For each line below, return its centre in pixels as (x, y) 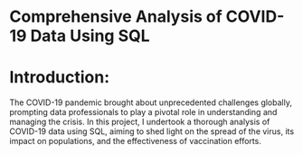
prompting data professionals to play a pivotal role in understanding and (143, 112)
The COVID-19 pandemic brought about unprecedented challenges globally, (151, 102)
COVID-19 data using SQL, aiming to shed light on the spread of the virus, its (152, 131)
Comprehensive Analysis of (116, 17)
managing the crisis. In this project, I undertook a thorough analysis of (140, 122)
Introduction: (60, 77)
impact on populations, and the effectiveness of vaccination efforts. (136, 141)
